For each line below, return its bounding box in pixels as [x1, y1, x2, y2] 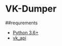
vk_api [12, 35, 26, 41]
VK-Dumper [5, 3, 57, 15]
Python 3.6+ [12, 29, 39, 35]
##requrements [5, 20, 38, 26]
